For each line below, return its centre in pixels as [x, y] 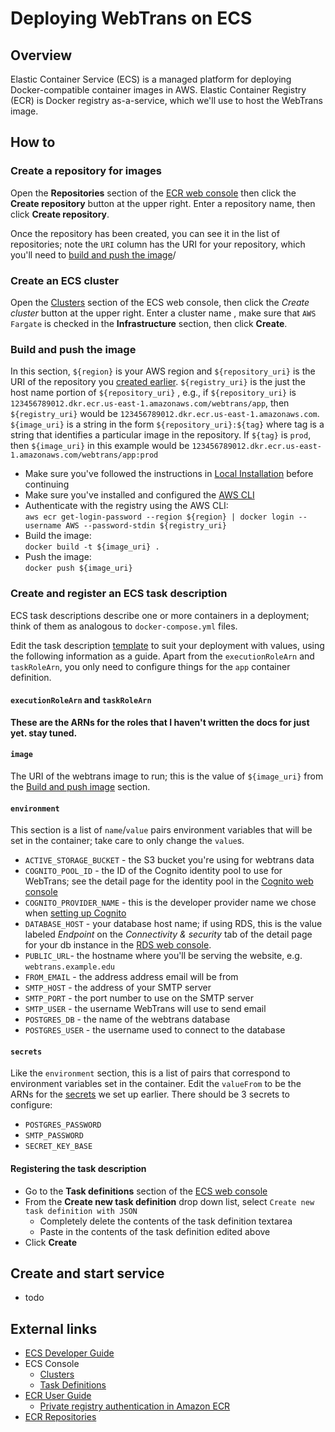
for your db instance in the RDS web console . [118, 945]
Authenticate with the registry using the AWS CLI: [126, 506]
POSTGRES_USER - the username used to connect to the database [155, 1030]
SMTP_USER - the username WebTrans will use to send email [145, 1009]
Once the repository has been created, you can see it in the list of [145, 233]
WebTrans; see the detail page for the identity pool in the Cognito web [169, 881]
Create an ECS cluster [65, 280]
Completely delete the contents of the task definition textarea [166, 1221]
